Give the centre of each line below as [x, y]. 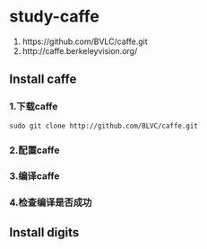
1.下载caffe [34, 107]
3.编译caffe [34, 176]
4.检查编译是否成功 [51, 202]
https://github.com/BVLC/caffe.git [85, 41]
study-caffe [55, 17]
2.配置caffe [34, 150]
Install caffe [43, 80]
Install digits [44, 232]
